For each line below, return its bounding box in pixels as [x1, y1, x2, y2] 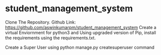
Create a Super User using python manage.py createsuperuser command [5, 44, 155, 50]
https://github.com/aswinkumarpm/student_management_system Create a [5, 24, 157, 30]
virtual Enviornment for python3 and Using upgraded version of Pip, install [5, 29, 157, 35]
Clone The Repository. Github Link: [5, 19, 76, 25]
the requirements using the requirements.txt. [5, 35, 96, 41]
